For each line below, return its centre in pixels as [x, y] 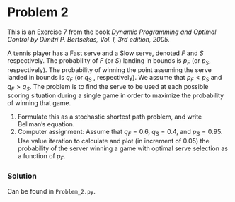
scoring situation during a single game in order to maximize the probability [116, 95]
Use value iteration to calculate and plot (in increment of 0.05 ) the [114, 141]
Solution [22, 176]
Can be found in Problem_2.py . [51, 191]
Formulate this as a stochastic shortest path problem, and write [110, 117]
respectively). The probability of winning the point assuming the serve [110, 70]
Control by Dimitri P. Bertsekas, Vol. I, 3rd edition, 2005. [88, 39]
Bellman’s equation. [46, 124]
